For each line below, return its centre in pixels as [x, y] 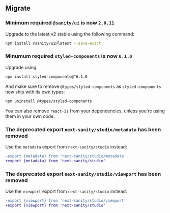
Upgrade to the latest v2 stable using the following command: [70, 34]
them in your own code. [30, 116]
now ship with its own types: [35, 92]
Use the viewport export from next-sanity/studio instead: [66, 191]
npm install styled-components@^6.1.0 [46, 77]
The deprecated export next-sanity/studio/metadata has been [83, 129]
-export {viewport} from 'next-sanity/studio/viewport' [66, 200]
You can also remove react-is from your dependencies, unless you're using [85, 111]
